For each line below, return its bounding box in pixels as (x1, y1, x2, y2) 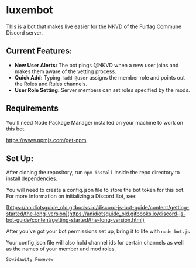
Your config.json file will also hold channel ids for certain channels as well (6, 239, 184, 246)
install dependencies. (6, 175, 57, 182)
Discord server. (6, 29, 43, 36)
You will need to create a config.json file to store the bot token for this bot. (6, 187, 185, 194)
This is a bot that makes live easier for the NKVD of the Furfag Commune (6, 23, 182, 30)
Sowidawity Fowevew (6, 257, 54, 263)
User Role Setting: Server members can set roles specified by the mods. (14, 86, 190, 94)
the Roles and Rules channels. (14, 80, 88, 87)
